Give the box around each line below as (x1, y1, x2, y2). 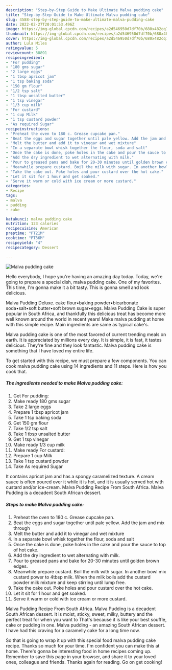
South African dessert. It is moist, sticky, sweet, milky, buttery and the (6, 611, 153, 617)
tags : (6, 193, 17, 198)
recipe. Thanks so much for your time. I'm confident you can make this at (6, 643, 160, 649)
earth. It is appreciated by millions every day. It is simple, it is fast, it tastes (6, 337, 162, 343)
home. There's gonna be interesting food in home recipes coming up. (6, 648, 152, 655)
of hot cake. (13, 547, 39, 553)
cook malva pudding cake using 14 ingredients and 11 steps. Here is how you (6, 363, 167, 369)
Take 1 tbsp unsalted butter (13, 431, 70, 437)
